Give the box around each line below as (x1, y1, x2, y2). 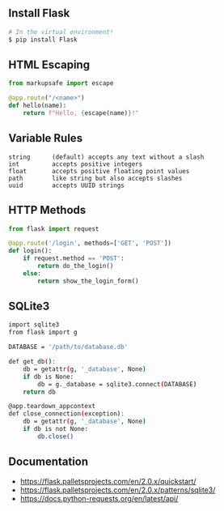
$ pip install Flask (8, 36, 78, 44)
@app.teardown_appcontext (8, 402, 95, 411)
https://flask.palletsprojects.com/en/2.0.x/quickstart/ (19, 476, 197, 486)
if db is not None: (23, 425, 89, 433)
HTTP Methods (8, 203, 87, 217)
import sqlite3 (8, 321, 60, 329)
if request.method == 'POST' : (23, 254, 125, 262)
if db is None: (23, 373, 74, 381)
